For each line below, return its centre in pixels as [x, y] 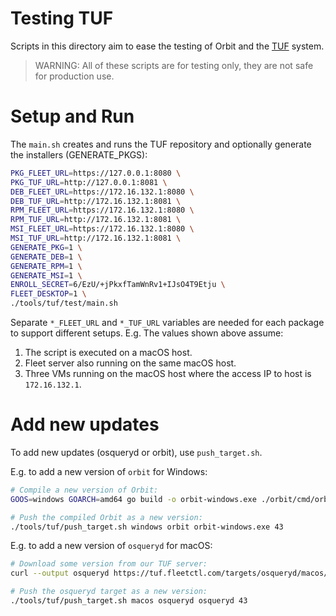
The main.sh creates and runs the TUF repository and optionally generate [161, 144]
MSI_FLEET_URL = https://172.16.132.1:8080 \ [102, 229]
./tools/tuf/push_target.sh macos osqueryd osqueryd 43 [129, 601]
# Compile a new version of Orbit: [84, 490]
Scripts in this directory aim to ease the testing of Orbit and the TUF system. [167, 46]
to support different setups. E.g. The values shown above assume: [147, 333]
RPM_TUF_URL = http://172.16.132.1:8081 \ [96, 220]
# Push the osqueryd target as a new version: [109, 592]
